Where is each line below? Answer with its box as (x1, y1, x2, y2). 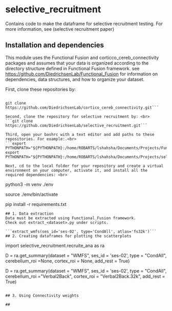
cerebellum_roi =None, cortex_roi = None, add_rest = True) (5, 258, 130, 264)
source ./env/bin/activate (5, 191, 58, 197)
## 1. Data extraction (5, 211, 54, 216)
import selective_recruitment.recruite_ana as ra (5, 242, 105, 248)
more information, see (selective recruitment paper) (5, 26, 114, 32)
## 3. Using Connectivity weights (5, 293, 79, 298)
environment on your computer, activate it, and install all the (5, 168, 147, 173)
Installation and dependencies (5, 41, 104, 50)
